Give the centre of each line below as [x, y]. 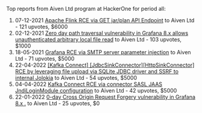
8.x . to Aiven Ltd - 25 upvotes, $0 [57, 103]
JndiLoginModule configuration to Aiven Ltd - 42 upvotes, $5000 [96, 90]
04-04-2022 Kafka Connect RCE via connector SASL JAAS [89, 84]
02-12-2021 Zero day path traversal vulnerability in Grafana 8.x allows [102, 33]
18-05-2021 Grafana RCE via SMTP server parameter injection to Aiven [103, 52]
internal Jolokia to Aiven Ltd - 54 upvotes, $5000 [76, 78]
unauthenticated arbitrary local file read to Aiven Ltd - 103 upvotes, [98, 39]
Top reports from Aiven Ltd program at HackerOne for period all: [86, 9]
